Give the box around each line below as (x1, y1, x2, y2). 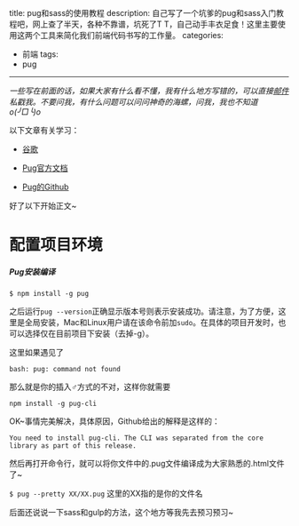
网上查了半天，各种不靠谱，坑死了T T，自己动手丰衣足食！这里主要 (32, 19, 279, 29)
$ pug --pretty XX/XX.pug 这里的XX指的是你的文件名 (9, 488, 203, 499)
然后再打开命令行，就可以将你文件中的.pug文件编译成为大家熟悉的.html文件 (9, 458, 286, 469)
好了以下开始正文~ (9, 201, 77, 211)
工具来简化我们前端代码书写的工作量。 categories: (39, 30, 224, 40)
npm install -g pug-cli (9, 399, 98, 409)
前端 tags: (21, 49, 59, 60)
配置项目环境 (9, 235, 104, 255)
